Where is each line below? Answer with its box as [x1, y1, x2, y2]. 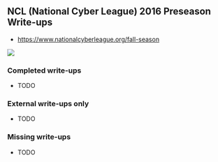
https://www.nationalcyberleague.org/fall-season [17, 35, 159, 43]
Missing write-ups [7, 132, 71, 142]
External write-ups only [7, 99, 89, 109]
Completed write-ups [7, 66, 82, 75]
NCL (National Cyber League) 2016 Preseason [7, 6, 212, 17]
